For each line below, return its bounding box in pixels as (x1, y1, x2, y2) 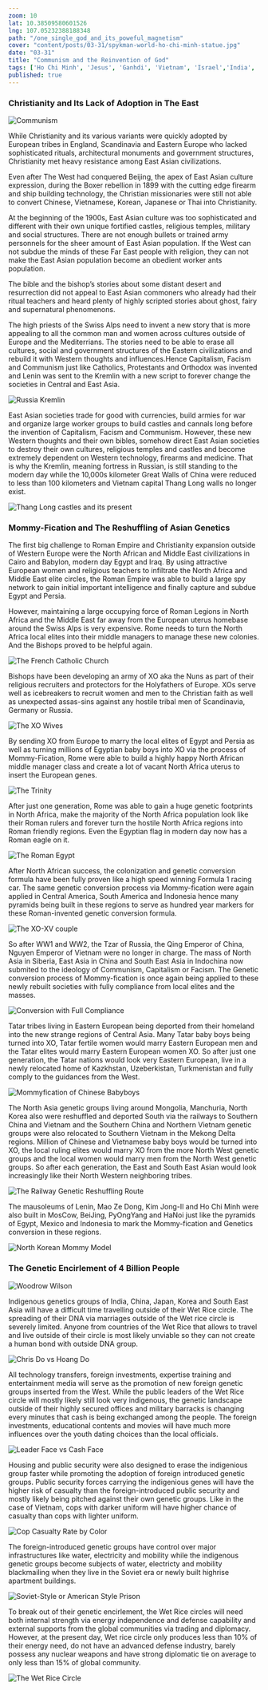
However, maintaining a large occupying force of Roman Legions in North (8, 607, 249, 616)
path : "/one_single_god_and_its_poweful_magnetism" (8, 34, 183, 42)
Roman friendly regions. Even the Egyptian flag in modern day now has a (8, 827, 247, 837)
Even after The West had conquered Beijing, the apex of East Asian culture (8, 172, 254, 181)
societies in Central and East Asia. (8, 379, 120, 389)
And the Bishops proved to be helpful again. (8, 640, 153, 651)
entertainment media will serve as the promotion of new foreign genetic (8, 1378, 243, 1387)
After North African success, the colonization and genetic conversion (8, 866, 236, 876)
